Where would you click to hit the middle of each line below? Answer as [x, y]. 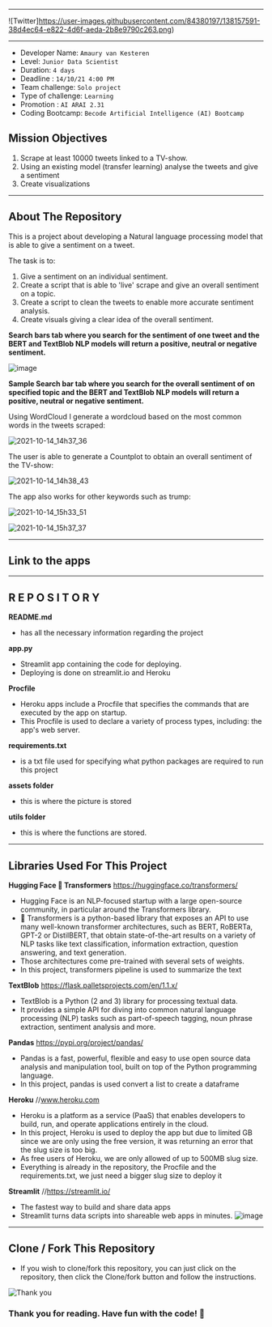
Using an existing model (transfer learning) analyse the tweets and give [139, 166]
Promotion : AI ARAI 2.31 [62, 104]
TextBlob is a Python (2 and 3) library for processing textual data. [129, 1002]
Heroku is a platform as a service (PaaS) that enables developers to [132, 1116]
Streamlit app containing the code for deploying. [101, 664]
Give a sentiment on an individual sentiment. [94, 276]
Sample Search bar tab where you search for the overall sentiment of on [132, 383]
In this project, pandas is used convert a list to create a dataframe [130, 1084]
